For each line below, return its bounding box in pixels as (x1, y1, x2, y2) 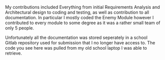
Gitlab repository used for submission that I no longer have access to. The (5, 40, 155, 46)
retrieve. (5, 50, 22, 56)
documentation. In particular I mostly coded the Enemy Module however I (5, 15, 154, 20)
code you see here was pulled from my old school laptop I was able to (5, 45, 147, 51)
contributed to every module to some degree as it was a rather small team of (5, 20, 161, 26)
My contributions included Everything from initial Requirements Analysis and (5, 4, 160, 10)
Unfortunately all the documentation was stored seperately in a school (5, 34, 148, 40)
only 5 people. (5, 25, 34, 31)
